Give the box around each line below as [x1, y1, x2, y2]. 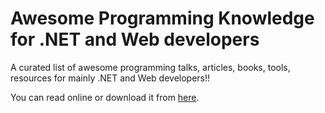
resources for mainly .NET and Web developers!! [10, 72, 211, 84]
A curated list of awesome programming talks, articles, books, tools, [10, 61, 291, 73]
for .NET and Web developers [10, 28, 260, 51]
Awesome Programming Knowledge [10, 7, 315, 30]
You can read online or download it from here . [10, 91, 200, 103]
